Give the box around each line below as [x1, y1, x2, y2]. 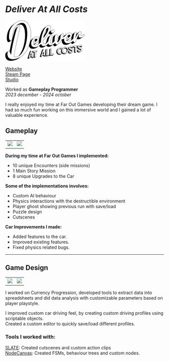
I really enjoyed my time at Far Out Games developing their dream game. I [5, 101, 157, 107]
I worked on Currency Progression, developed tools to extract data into [5, 290, 152, 296]
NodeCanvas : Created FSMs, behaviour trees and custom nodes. [5, 350, 140, 356]
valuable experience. [5, 112, 49, 118]
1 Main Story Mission [12, 168, 56, 174]
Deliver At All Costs [5, 4, 88, 15]
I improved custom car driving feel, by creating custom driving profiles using [5, 310, 163, 316]
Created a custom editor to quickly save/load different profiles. [5, 321, 135, 327]
